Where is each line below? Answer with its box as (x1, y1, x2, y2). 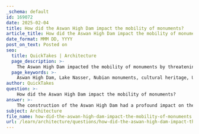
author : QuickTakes (6, 81, 54, 87)
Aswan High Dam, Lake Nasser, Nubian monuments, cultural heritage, (17, 75, 190, 81)
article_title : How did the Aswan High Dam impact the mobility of (6, 31, 176, 37)
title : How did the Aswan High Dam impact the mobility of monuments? (6, 25, 184, 31)
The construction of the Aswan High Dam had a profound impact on (17, 102, 184, 109)
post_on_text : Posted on (6, 42, 68, 48)
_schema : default (6, 8, 49, 15)
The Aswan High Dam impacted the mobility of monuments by (17, 63, 166, 70)
